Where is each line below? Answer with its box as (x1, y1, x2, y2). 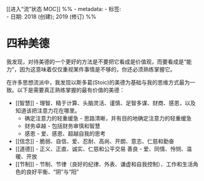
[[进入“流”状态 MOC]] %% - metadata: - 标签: (6, 6, 122, 12)
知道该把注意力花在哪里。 (15, 106, 80, 114)
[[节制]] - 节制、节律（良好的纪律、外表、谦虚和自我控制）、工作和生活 (15, 160, 194, 168)
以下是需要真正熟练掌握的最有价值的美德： (17, 86, 125, 94)
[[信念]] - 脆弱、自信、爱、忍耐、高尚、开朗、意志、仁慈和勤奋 (15, 137, 175, 145)
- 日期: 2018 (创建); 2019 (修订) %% (6, 13, 96, 20)
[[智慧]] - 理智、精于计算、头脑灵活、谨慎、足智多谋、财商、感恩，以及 (15, 99, 196, 106)
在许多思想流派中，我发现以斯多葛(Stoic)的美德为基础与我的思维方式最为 (6, 78, 190, 86)
